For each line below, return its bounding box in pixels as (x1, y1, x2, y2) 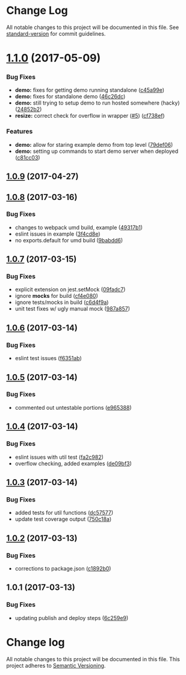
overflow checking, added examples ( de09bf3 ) (14, 460, 132, 467)
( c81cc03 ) (14, 153, 40, 161)
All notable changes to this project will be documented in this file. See (6, 24, 179, 31)
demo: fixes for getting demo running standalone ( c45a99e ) (14, 86, 164, 94)
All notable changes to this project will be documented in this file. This (6, 655, 181, 662)
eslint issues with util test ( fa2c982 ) (14, 453, 104, 460)
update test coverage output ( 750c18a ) (14, 515, 112, 523)
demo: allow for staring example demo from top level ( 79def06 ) (14, 141, 173, 148)
